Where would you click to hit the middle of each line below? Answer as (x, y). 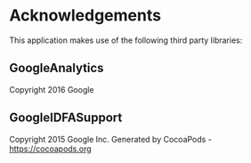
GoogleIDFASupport (66, 118)
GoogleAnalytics (57, 68)
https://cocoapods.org (50, 149)
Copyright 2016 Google (52, 89)
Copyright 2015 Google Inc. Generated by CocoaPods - (110, 139)
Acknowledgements (85, 16)
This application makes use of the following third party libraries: (126, 40)
